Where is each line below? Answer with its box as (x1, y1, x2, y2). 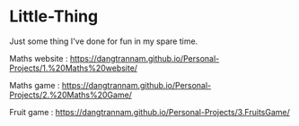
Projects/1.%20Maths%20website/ (9, 63, 137, 73)
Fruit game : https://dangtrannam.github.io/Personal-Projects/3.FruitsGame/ (9, 106, 290, 117)
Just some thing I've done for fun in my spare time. (9, 36, 198, 46)
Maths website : (9, 53, 68, 63)
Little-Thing (9, 6, 99, 27)
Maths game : (9, 80, 60, 90)
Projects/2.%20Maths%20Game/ (9, 89, 133, 100)
